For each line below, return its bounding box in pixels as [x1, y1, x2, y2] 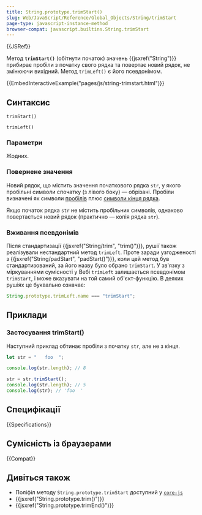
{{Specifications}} [6, 421, 52, 428]
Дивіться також [6, 472, 70, 483]
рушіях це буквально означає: [6, 281, 86, 288]
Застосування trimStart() [6, 328, 84, 337]
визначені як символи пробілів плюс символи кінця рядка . [6, 194, 160, 202]
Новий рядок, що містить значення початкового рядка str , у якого [6, 181, 181, 189]
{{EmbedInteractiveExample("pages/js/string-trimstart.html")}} [6, 80, 165, 87]
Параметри [6, 138, 43, 147]
